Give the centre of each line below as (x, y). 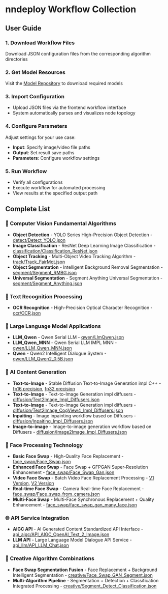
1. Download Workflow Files (40, 43)
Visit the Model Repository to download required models (64, 83)
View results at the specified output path (55, 193)
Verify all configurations (38, 182)
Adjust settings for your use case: (41, 137)
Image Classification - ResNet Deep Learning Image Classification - (84, 245)
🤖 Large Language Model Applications (53, 326)
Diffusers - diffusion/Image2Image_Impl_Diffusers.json (70, 432)
